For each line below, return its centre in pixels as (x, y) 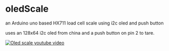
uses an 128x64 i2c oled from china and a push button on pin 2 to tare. (80, 33)
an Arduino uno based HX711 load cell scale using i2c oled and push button (84, 23)
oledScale (27, 9)
